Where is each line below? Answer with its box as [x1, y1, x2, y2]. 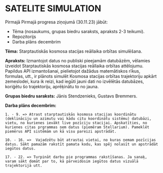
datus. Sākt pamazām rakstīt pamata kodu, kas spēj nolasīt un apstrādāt [5, 142, 159, 147]
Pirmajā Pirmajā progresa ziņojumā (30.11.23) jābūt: [5, 19, 108, 25]
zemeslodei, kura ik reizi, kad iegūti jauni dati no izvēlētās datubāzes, [5, 78, 144, 84]
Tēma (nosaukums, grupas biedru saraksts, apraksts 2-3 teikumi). [12, 28, 145, 34]
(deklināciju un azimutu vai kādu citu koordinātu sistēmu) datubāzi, [5, 116, 152, 121]
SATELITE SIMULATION [5, 3, 102, 14]
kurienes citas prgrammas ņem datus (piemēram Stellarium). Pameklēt [5, 125, 150, 130]
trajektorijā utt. [5, 163, 42, 168]
